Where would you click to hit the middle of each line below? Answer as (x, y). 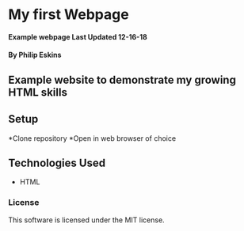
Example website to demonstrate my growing (122, 80)
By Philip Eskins (35, 55)
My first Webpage (69, 15)
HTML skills (38, 92)
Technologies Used (57, 163)
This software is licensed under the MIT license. (86, 220)
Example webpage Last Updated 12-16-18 (78, 36)
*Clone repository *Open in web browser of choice (92, 138)
